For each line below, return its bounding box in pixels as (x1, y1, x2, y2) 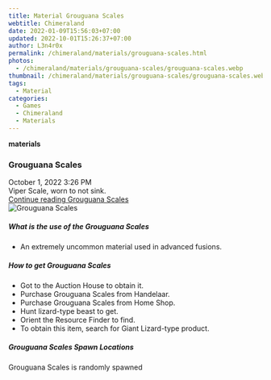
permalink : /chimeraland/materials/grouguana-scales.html (8, 49, 207, 57)
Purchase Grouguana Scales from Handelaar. (19, 290, 171, 299)
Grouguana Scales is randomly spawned (8, 362, 143, 372)
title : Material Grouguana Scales (8, 11, 125, 20)
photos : (8, 57, 35, 65)
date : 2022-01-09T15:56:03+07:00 (8, 27, 121, 35)
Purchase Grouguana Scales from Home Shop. (19, 298, 176, 307)
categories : (8, 94, 48, 102)
